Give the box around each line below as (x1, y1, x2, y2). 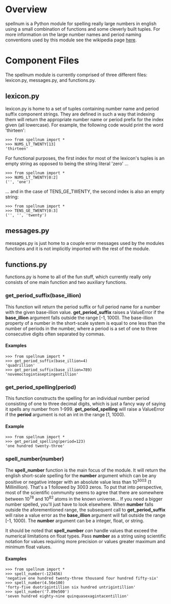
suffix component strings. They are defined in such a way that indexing (5, 111, 155, 117)
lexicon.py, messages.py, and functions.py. (5, 77, 96, 83)
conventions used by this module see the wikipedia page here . (5, 37, 137, 43)
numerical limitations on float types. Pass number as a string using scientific (5, 533, 166, 539)
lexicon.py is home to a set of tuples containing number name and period (5, 105, 159, 111)
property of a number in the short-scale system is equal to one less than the (5, 320, 165, 326)
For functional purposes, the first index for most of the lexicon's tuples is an (5, 155, 165, 161)
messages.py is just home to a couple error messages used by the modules (5, 240, 164, 246)
